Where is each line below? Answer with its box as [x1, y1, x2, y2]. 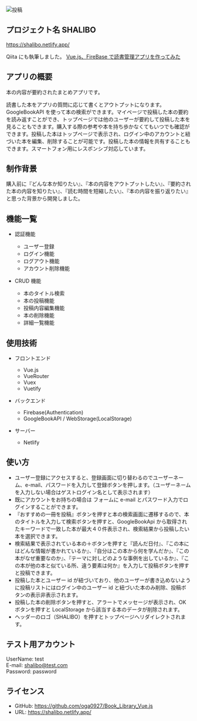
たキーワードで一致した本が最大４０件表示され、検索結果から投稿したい [14, 525, 189, 532]
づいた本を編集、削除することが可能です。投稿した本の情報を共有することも [6, 138, 191, 145]
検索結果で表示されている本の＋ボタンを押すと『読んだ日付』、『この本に [14, 540, 189, 547]
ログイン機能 [23, 250, 55, 257]
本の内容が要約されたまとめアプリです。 [6, 89, 104, 96]
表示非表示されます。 [30, 591, 81, 598]
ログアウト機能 [23, 258, 60, 265]
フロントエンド [14, 355, 51, 362]
